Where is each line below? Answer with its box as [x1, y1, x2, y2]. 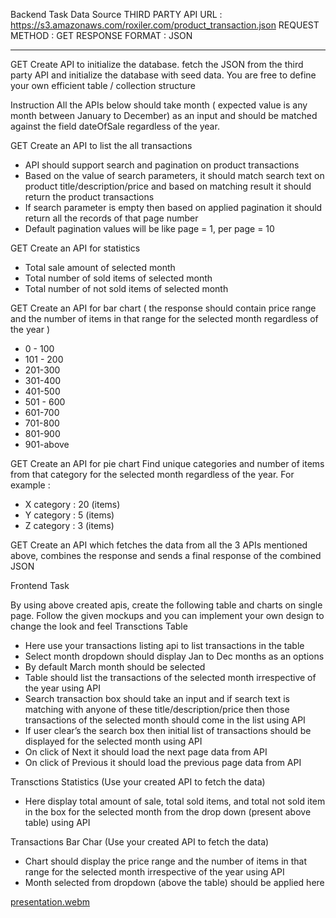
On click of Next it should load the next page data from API [24, 746, 268, 758]
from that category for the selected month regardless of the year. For [10, 469, 295, 480]
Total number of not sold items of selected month [24, 283, 229, 294]
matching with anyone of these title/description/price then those [24, 704, 290, 715]
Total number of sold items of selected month [24, 272, 213, 284]
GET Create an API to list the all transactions [10, 140, 193, 151]
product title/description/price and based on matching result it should [24, 180, 312, 192]
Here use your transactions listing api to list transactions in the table [24, 640, 305, 651]
